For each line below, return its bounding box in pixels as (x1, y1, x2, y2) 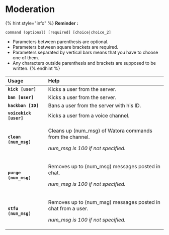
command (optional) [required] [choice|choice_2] (5, 30, 112, 35)
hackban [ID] (8, 102, 39, 108)
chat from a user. (48, 205, 89, 212)
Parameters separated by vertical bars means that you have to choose (12, 49, 158, 55)
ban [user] (8, 94, 34, 100)
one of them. (12, 54, 39, 61)
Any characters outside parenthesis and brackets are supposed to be (12, 60, 156, 66)
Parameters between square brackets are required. (12, 44, 119, 50)
